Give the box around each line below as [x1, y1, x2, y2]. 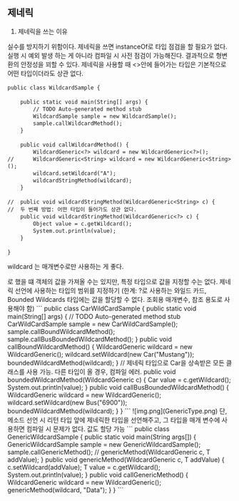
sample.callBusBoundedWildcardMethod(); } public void [7, 335, 173, 343]
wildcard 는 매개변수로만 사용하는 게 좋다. [7, 262, 124, 270]
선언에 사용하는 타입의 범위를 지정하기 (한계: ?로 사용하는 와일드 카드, [14, 286, 207, 295]
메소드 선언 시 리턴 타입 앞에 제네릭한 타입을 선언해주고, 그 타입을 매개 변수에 [7, 415, 220, 424]
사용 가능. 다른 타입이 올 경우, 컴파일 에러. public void [26, 367, 176, 376]
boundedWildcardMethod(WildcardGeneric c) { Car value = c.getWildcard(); [7, 375, 231, 384]
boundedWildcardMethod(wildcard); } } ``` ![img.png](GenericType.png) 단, [7, 406, 228, 415]
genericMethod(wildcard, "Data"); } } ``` [7, 485, 124, 494]
